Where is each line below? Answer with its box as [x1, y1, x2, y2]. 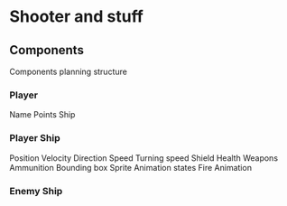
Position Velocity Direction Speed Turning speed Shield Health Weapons [9, 152, 278, 164]
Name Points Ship [9, 109, 76, 120]
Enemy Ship [9, 184, 63, 197]
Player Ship [9, 132, 60, 145]
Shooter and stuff [9, 6, 144, 27]
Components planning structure [9, 66, 128, 77]
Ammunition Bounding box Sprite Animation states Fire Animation [9, 162, 253, 173]
